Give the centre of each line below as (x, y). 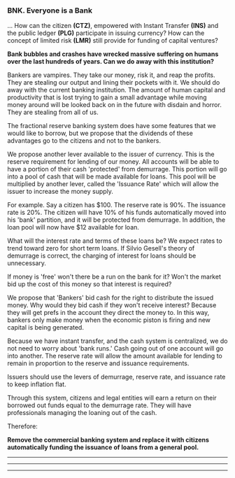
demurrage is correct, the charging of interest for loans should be (102, 256)
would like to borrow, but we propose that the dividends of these (100, 133)
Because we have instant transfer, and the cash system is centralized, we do (117, 341)
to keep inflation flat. (37, 384)
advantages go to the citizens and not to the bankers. (84, 141)
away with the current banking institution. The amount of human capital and (116, 90)
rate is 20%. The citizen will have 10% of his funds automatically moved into (117, 213)
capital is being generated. (45, 328)
